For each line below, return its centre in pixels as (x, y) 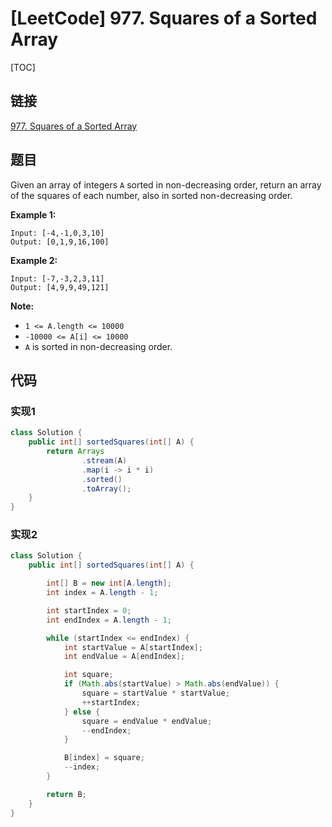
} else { (82, 712)
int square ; (88, 675)
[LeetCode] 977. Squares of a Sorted (164, 18)
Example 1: (33, 214)
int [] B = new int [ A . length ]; (109, 583)
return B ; (66, 794)
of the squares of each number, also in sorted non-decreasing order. (151, 195)
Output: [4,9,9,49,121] (60, 287)
